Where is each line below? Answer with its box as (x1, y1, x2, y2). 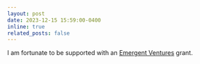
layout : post (7, 10, 45, 17)
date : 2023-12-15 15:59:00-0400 (7, 17, 101, 24)
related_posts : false (7, 29, 70, 37)
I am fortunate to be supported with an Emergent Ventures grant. (7, 49, 193, 57)
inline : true (7, 23, 45, 30)
